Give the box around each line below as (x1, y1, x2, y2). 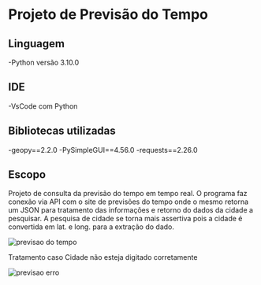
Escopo (8, 168, 46, 182)
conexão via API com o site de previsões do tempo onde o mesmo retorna (8, 197, 249, 206)
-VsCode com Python (8, 101, 78, 111)
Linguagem (8, 37, 65, 50)
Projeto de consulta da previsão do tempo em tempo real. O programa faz (8, 189, 248, 198)
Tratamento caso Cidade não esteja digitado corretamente (8, 253, 198, 262)
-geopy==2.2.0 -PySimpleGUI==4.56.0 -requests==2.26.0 (8, 145, 199, 154)
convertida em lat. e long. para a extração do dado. (8, 222, 175, 231)
